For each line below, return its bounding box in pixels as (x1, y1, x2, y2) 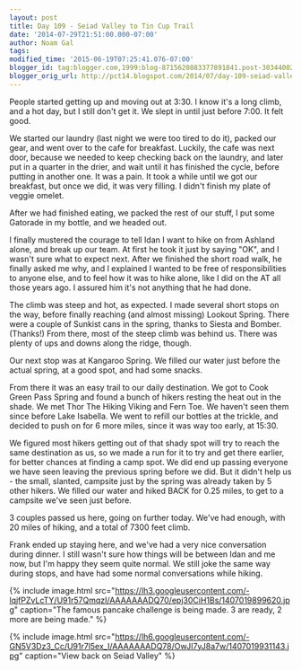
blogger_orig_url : (9, 72, 78, 81)
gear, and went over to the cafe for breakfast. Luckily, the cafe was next (9, 142, 275, 153)
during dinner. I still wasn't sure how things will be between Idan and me (9, 549, 276, 560)
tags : (9, 47, 30, 56)
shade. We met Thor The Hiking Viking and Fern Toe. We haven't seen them (9, 401, 289, 411)
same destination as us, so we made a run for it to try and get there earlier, (9, 446, 285, 458)
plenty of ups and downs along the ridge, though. (9, 338, 193, 348)
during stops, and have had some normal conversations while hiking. (9, 568, 263, 578)
